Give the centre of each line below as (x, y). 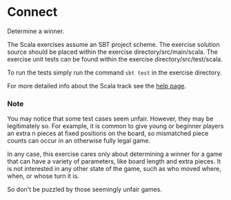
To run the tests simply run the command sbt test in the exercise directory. (114, 72)
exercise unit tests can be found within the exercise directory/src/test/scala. (115, 59)
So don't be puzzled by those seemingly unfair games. (84, 190)
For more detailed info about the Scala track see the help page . (97, 86)
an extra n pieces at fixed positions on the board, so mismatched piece (108, 133)
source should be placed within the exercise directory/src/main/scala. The (113, 52)
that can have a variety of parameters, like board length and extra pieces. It (114, 161)
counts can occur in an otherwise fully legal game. (79, 141)
